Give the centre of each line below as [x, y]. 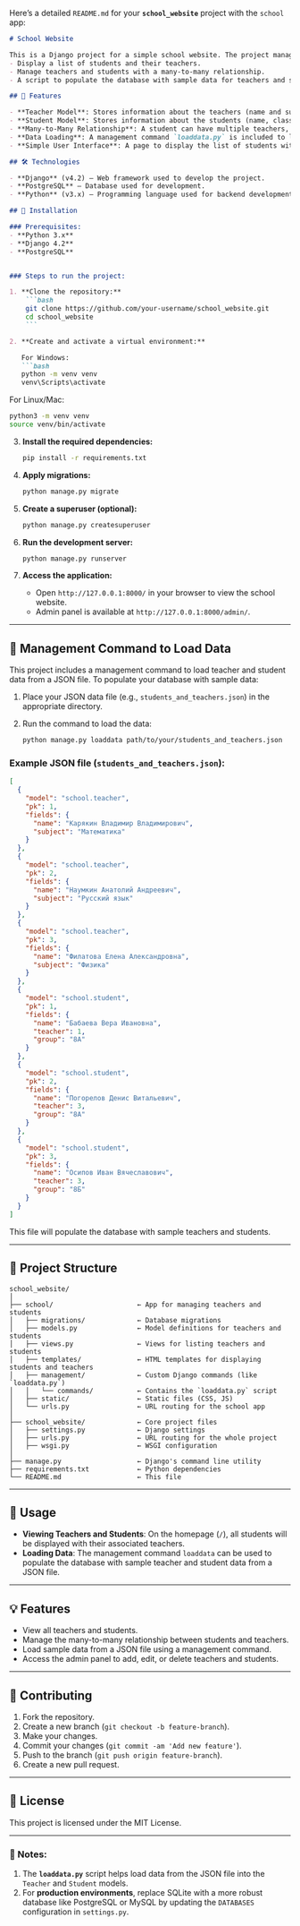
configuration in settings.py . [75, 1912]
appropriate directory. [62, 706]
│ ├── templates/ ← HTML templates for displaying [135, 1359]
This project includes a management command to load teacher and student [147, 670]
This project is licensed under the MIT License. [96, 1822]
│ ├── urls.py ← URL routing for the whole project [143, 1438]
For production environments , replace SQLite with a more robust [142, 1893]
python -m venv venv [59, 374]
